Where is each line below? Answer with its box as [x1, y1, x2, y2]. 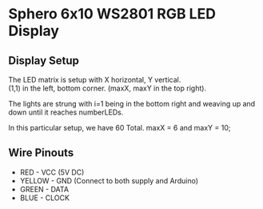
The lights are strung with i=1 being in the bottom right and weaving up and [8, 99, 256, 108]
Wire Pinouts [8, 146, 74, 160]
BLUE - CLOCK [19, 193, 70, 203]
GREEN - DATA [19, 184, 70, 194]
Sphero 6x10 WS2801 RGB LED [8, 5, 216, 23]
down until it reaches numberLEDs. [8, 107, 124, 117]
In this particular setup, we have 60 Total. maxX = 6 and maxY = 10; [8, 123, 231, 132]
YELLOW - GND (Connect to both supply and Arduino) [19, 175, 198, 185]
